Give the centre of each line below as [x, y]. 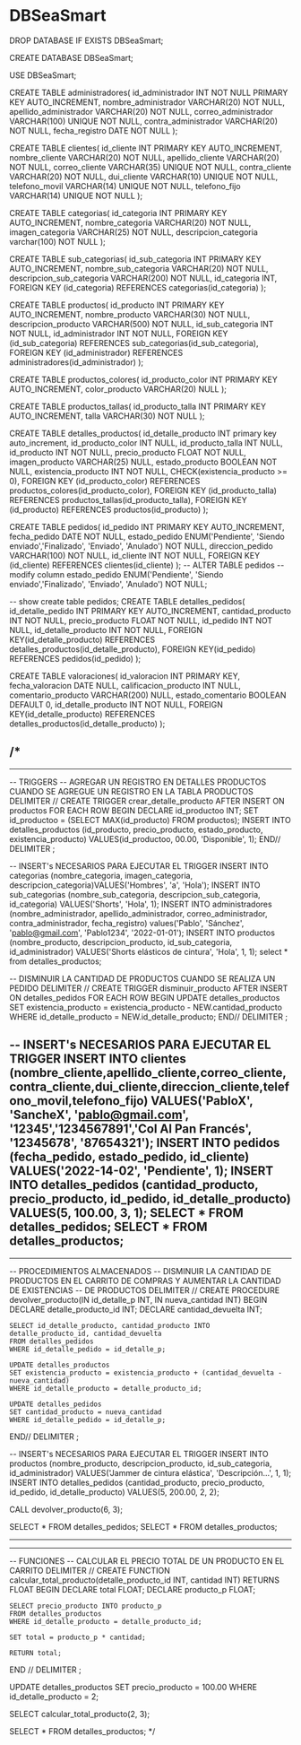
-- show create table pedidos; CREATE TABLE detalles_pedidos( [127, 601]
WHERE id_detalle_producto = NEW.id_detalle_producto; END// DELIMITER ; [149, 1016]
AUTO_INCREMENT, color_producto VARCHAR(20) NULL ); [118, 389]
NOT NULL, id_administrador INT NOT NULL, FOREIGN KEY [119, 334]
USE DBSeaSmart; [43, 75]
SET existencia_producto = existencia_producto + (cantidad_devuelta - [146, 1373]
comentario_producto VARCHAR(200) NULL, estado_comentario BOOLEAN [148, 695]
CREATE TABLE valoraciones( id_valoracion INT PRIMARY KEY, [125, 676]
